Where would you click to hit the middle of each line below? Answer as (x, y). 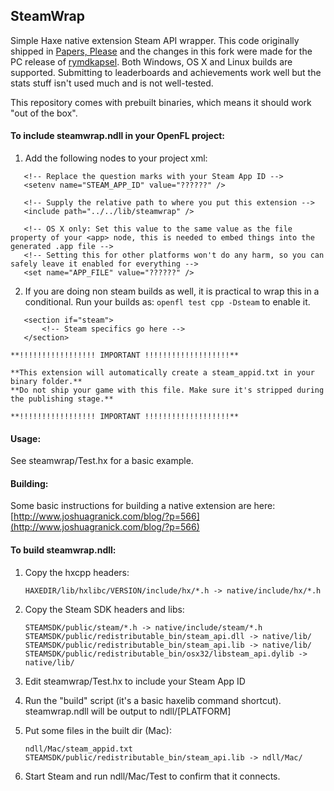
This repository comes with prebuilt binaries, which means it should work (161, 102)
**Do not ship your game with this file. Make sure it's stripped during (167, 390)
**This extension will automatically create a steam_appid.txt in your (162, 373)
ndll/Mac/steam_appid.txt (78, 749)
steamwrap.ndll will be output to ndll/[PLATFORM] (128, 711)
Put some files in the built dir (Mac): (98, 730)
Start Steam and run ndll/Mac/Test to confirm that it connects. (152, 776)
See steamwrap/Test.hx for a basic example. (102, 461)
